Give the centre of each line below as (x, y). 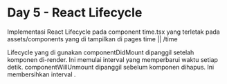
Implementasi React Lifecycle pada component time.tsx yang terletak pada (113, 32)
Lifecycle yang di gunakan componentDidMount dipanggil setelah (101, 52)
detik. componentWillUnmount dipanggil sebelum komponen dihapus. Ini (111, 67)
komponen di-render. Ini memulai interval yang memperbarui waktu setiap (112, 59)
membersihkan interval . (42, 74)
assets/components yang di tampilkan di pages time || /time (92, 39)
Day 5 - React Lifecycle (75, 13)
